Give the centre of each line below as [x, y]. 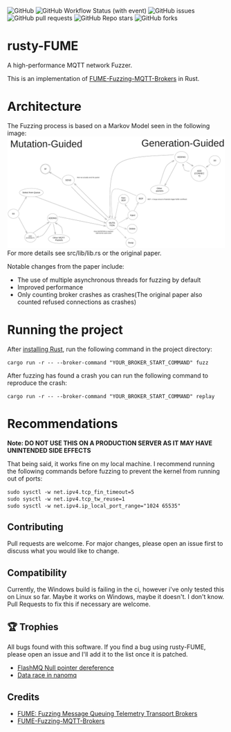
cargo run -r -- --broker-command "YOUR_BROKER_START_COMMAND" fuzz [108, 363]
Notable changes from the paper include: [66, 266]
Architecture [44, 107]
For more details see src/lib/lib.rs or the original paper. [84, 253]
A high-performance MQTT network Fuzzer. [70, 65]
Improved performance [50, 287]
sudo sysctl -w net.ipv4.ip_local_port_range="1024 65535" [94, 506]
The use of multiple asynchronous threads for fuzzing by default [109, 280]
